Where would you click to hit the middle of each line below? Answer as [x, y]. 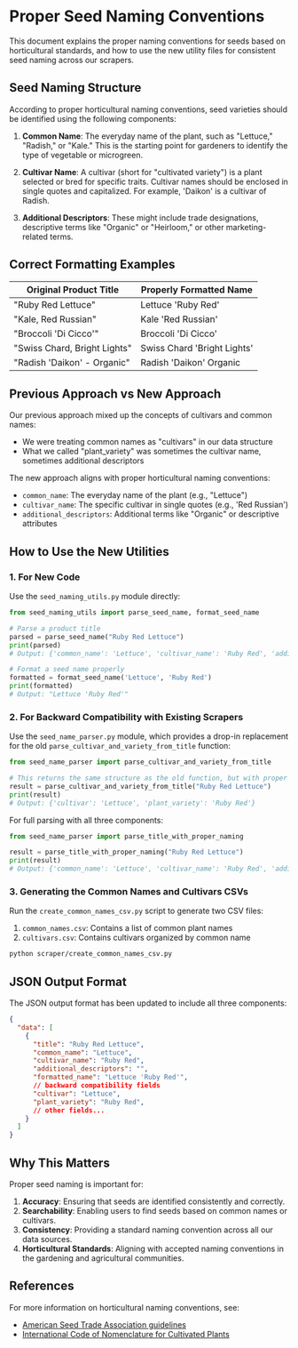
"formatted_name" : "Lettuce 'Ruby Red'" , [110, 1078]
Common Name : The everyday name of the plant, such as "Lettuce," [147, 136]
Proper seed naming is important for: [76, 1184]
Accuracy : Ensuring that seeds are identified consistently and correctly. [153, 1201]
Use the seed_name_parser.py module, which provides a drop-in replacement [149, 736]
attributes [39, 524]
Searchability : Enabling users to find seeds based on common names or [155, 1211]
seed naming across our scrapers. [72, 60]
